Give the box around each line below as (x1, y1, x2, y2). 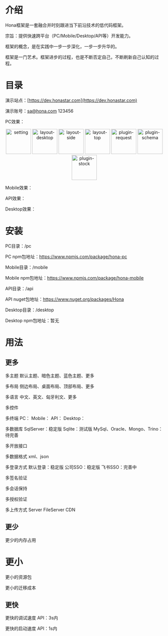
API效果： (5, 195, 26, 201)
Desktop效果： (5, 206, 36, 212)
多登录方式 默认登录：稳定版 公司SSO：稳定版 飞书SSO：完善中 (5, 464, 137, 470)
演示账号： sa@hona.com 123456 (5, 108, 74, 114)
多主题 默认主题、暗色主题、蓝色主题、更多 (5, 372, 94, 378)
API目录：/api (5, 285, 34, 291)
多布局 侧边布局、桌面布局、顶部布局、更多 (5, 383, 94, 389)
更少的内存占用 (5, 537, 36, 543)
